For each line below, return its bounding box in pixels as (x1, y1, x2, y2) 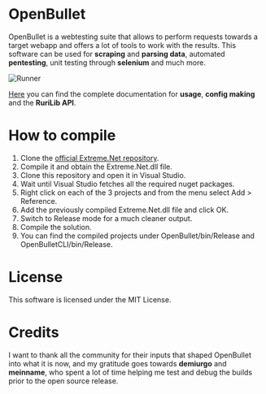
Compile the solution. (20, 222, 92, 232)
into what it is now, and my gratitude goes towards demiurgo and (8, 358, 227, 368)
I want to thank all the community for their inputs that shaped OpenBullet (8, 350, 252, 360)
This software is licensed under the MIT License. (8, 294, 172, 305)
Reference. (20, 196, 58, 206)
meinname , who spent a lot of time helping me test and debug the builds (8, 367, 253, 377)
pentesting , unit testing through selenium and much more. (8, 58, 206, 67)
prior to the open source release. (8, 375, 119, 386)
